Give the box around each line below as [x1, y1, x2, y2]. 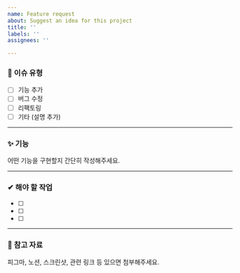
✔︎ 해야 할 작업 [7, 182, 53, 192]
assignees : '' [7, 37, 50, 44]
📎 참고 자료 [7, 240, 43, 250]
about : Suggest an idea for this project [7, 17, 133, 24]
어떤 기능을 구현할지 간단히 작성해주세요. [7, 156, 120, 165]
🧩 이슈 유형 [7, 68, 43, 78]
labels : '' [7, 30, 40, 38]
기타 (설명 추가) [17, 112, 61, 121]
